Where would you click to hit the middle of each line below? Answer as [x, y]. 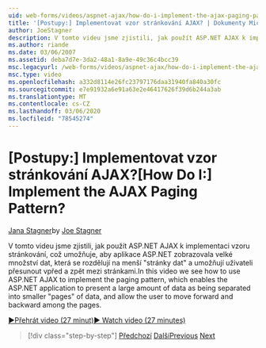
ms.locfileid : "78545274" [51, 119]
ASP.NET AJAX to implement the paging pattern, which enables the [118, 279]
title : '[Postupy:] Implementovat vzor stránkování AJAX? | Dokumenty [127, 23]
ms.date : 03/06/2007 [42, 52]
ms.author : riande [38, 45]
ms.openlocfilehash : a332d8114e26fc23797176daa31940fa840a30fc [115, 82]
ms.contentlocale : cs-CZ [49, 104]
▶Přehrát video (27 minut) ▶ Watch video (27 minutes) [97, 320]
